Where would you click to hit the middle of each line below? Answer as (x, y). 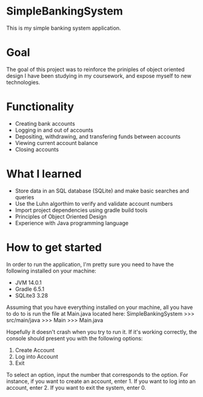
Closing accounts (37, 149)
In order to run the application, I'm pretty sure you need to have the (90, 264)
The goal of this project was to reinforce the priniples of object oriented (95, 69)
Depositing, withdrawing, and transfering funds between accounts (98, 136)
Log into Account (37, 356)
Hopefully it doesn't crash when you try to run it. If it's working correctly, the (102, 331)
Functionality (40, 107)
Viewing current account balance (56, 143)
